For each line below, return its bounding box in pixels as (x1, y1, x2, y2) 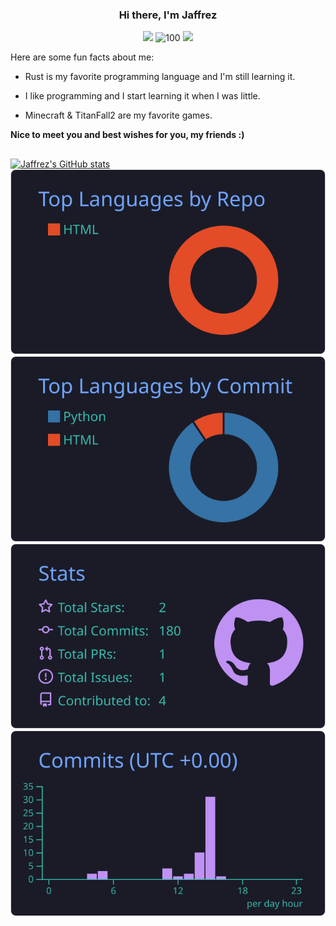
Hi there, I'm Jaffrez (118, 8, 218, 22)
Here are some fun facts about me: (10, 51, 155, 63)
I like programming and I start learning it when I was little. (24, 90, 261, 102)
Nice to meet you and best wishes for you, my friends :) (10, 129, 245, 141)
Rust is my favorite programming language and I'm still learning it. (24, 71, 296, 83)
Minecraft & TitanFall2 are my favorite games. (24, 109, 213, 122)
